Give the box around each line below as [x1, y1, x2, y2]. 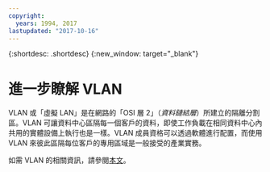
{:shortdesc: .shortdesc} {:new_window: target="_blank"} [8, 49, 199, 59]
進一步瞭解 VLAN [8, 80, 123, 98]
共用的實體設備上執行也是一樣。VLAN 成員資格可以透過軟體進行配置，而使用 [8, 128, 263, 138]
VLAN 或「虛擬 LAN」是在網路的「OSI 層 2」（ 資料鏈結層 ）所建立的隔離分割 [8, 108, 260, 118]
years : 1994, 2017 [15, 19, 78, 27]
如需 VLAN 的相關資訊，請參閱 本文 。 [8, 155, 131, 166]
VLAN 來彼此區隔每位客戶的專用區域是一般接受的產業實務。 [8, 138, 206, 148]
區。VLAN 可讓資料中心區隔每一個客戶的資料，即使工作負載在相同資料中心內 [8, 118, 263, 128]
